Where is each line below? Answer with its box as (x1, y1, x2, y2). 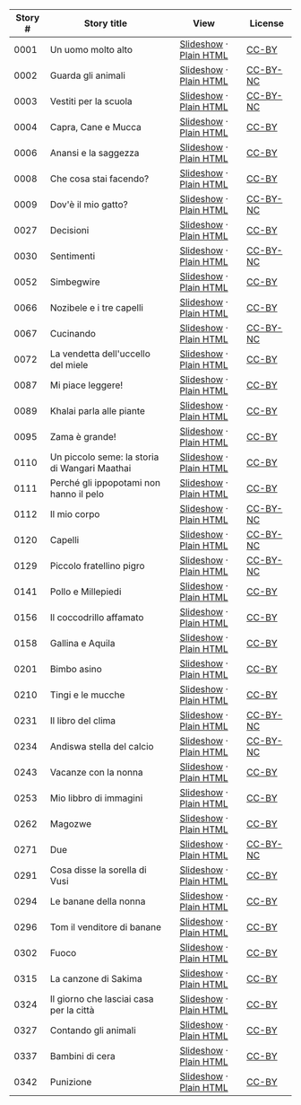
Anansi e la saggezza (49, 147, 140, 159)
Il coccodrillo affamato (49, 611, 144, 623)
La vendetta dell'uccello (49, 347, 150, 360)
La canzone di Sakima (49, 973, 142, 985)
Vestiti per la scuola (49, 95, 133, 107)
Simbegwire (49, 276, 100, 288)
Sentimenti (49, 250, 96, 262)
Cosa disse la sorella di (49, 864, 147, 876)
